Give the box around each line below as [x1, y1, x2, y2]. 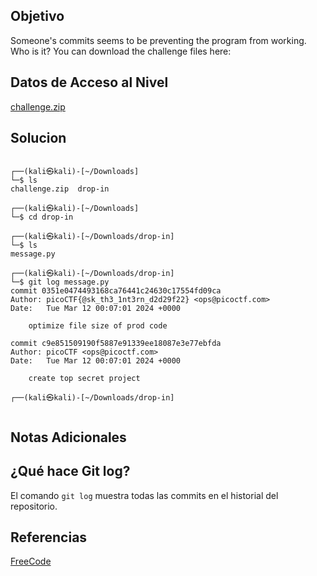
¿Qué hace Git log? [10, 463, 131, 480]
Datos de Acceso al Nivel [10, 74, 169, 91]
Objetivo [10, 8, 65, 25]
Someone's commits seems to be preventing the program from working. [10, 34, 307, 46]
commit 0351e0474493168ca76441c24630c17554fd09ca [10, 286, 222, 296]
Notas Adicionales [10, 429, 127, 446]
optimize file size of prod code [28, 321, 168, 331]
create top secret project [28, 374, 141, 384]
